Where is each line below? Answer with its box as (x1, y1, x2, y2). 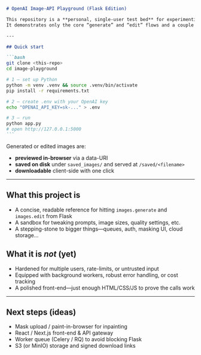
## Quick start (6, 44, 44, 50)
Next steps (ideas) (6, 307, 77, 317)
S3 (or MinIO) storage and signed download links (14, 342, 136, 350)
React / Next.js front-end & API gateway (14, 329, 114, 336)
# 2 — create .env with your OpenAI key (6, 99, 109, 105)
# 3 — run (6, 115, 31, 121)
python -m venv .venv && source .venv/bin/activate (6, 82, 138, 88)
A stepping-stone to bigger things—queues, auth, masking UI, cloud (14, 225, 183, 232)
